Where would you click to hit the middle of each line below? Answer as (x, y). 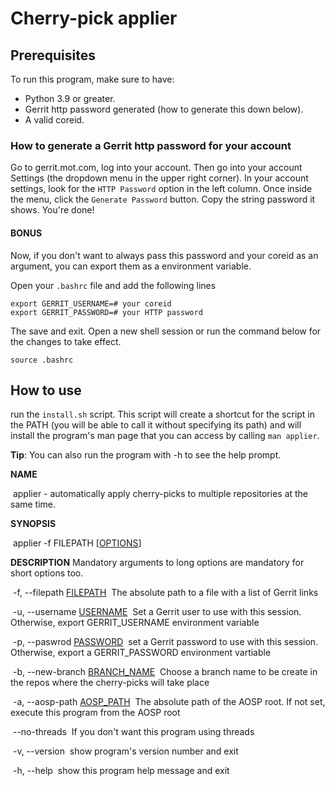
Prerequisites (53, 55)
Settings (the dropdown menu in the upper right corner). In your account (159, 178)
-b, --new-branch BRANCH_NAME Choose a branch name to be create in (165, 672)
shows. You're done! (52, 210)
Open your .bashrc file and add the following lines (113, 285)
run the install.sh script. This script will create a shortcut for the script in (163, 414)
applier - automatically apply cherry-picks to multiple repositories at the (160, 494)
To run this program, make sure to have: (92, 79)
